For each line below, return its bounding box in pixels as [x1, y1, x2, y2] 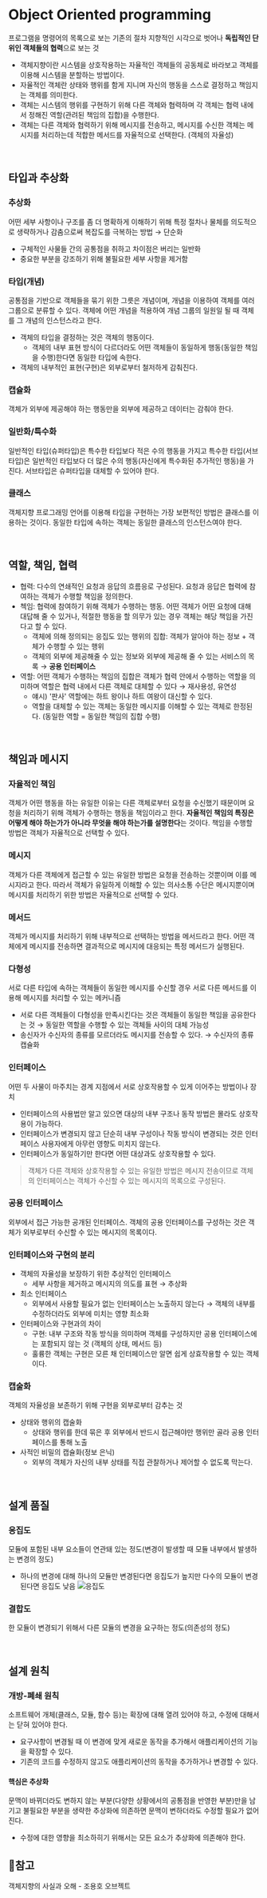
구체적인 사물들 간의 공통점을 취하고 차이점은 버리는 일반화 [19, 244, 202, 254]
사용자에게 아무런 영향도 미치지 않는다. [41, 1138, 161, 1149]
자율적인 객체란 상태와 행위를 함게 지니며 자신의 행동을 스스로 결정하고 [19, 80, 238, 90]
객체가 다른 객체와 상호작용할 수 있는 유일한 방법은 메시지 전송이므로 [27, 1165, 239, 1175]
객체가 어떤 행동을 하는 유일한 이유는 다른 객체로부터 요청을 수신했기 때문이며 [8, 798, 247, 808]
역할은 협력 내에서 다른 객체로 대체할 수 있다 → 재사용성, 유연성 [41, 681, 238, 691]
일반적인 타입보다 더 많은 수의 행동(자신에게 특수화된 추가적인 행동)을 [31, 456, 245, 466]
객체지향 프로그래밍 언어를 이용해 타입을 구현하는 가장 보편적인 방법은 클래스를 [8, 507, 251, 517]
